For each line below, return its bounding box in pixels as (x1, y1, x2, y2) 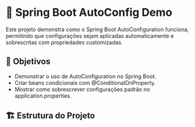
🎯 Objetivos (6, 56, 51, 67)
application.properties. (14, 92, 72, 100)
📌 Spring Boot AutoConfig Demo (6, 5, 172, 20)
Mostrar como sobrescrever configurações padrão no (14, 85, 150, 93)
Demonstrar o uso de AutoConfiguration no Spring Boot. (14, 73, 156, 80)
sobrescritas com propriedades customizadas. (6, 38, 123, 46)
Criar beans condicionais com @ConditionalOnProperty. (14, 79, 156, 86)
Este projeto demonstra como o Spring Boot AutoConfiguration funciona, (6, 26, 189, 33)
